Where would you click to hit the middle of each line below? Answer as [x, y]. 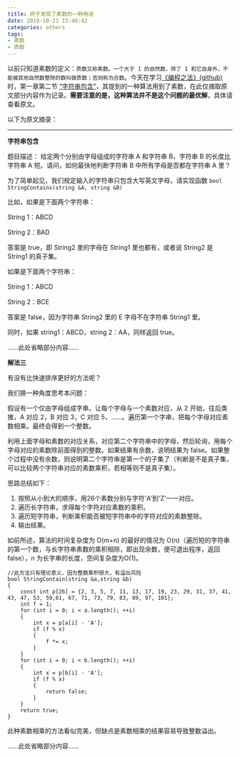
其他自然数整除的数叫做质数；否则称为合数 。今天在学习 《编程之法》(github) [120, 77]
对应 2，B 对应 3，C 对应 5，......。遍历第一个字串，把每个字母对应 [124, 417]
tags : [15, 34]
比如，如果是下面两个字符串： [51, 202]
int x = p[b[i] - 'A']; [68, 673]
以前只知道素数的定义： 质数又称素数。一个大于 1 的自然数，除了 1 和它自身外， [115, 68]
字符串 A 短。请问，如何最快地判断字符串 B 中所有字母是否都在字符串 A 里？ [119, 165]
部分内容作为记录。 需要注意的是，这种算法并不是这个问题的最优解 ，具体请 [123, 95]
